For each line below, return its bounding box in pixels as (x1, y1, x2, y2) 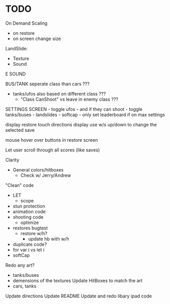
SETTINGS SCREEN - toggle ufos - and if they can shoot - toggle (5, 106, 143, 112)
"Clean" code (5, 182, 34, 188)
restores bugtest (12, 224, 48, 231)
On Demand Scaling (5, 20, 48, 26)
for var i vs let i (12, 246, 45, 253)
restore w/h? (20, 230, 48, 236)
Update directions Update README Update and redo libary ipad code (5, 293, 153, 299)
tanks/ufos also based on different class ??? (12, 90, 106, 97)
